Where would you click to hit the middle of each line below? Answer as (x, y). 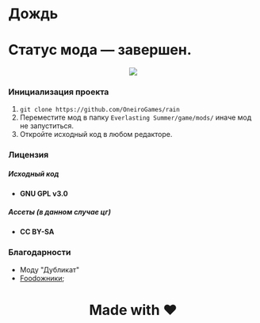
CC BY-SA (37, 232)
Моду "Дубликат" (50, 269)
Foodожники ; (42, 278)
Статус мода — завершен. (100, 50)
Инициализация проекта (59, 92)
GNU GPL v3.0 (44, 194)
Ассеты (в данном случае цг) (59, 211)
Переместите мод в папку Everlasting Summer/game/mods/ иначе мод (136, 118)
